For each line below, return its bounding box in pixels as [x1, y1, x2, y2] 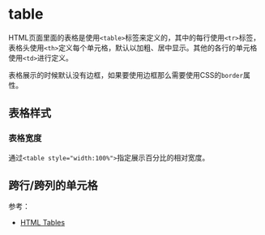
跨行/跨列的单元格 [8, 179, 99, 193]
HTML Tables [19, 218, 66, 228]
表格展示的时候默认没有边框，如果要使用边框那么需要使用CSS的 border [8, 70, 244, 79]
